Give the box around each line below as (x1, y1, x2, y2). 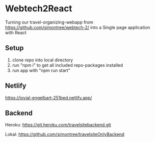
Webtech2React (5, 3, 73, 14)
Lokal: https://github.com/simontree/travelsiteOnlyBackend (5, 131, 125, 138)
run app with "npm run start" (12, 67, 70, 73)
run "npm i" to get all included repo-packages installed (12, 62, 124, 68)
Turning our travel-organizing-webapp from (5, 19, 94, 25)
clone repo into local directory (12, 57, 73, 63)
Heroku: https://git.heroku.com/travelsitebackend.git (5, 122, 111, 128)
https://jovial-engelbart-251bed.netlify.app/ (5, 94, 92, 101)
